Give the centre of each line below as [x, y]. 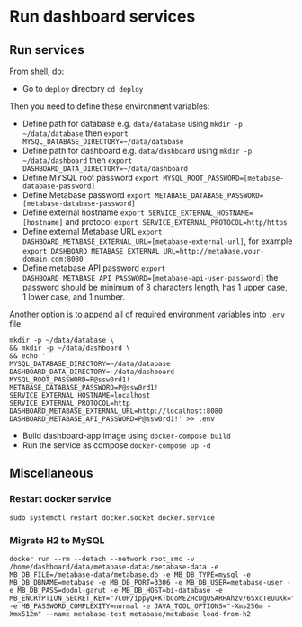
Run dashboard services [102, 17]
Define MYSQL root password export [91, 178]
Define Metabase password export [86, 195]
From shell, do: [37, 71]
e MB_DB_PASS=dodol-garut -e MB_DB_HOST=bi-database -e [116, 590]
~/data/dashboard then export [77, 160]
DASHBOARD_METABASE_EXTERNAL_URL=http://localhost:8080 [116, 411]
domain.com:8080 [53, 259]
